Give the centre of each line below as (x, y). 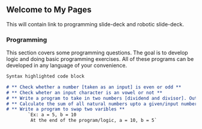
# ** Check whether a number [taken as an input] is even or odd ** (94, 87)
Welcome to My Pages (49, 10)
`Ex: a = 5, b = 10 (52, 115)
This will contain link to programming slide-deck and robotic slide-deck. (95, 24)
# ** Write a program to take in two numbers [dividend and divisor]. (96, 98)
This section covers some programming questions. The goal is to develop (97, 53)
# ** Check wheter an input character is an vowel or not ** (84, 93)
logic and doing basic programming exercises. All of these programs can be (100, 59)
